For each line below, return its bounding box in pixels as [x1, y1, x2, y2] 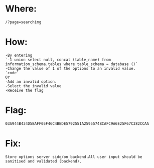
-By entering [5, 53, 33, 58]
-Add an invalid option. [5, 79, 57, 84]
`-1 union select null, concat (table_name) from [5, 57, 111, 62]
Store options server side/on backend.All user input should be [5, 154, 142, 159]
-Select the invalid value [5, 83, 62, 88]
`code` [5, 70, 19, 75]
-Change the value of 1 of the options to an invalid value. [5, 66, 136, 71]
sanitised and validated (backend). [5, 158, 82, 163]
